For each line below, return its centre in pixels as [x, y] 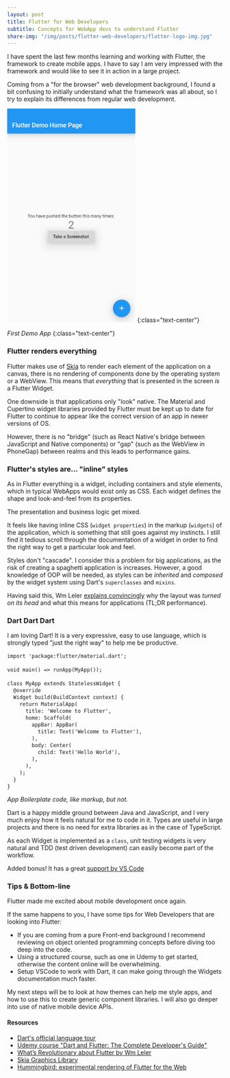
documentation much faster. [57, 979]
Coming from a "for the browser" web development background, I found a [111, 84]
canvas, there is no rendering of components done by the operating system [114, 374]
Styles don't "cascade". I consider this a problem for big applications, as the [114, 560]
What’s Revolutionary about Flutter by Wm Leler [84, 1052]
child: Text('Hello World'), [79, 753]
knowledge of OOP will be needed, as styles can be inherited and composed [115, 575]
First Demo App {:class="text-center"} [61, 334]
